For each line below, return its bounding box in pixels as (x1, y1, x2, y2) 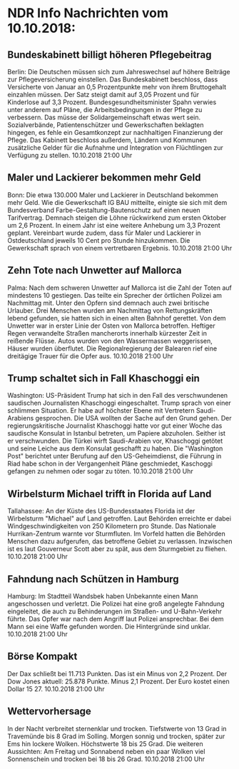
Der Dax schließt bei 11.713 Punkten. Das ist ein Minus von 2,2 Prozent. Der (7, 669, 228, 678)
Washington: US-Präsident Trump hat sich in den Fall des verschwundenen (7, 391, 228, 400)
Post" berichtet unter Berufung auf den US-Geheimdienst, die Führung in (7, 452, 222, 461)
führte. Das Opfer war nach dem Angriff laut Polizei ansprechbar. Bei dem (7, 615, 224, 623)
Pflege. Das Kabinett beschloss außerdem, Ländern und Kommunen (7, 136, 207, 144)
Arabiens (7, 414, 34, 423)
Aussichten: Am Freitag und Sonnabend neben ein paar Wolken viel (7, 747, 205, 755)
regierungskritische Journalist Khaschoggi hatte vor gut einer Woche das (7, 421, 223, 430)
